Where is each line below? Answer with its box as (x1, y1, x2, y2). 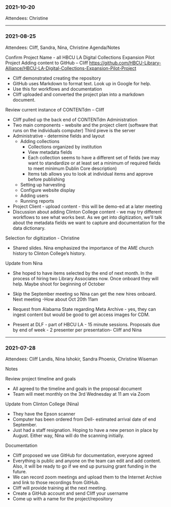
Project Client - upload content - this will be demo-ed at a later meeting (12, 203, 163, 209)
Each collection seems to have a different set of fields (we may (27, 154, 160, 160)
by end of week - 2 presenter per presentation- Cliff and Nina (12, 327, 142, 333)
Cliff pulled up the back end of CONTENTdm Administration (12, 116, 137, 123)
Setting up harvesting (20, 181, 66, 187)
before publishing (27, 176, 65, 182)
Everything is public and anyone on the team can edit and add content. (12, 457, 161, 464)
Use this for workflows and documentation (12, 86, 102, 92)
